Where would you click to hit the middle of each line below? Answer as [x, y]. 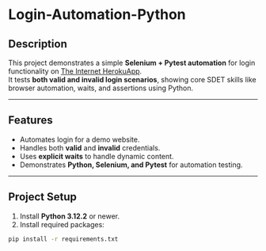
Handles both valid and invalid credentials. [90, 147]
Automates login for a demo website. [80, 139]
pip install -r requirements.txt [63, 239]
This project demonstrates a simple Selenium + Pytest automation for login [132, 63]
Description [38, 44]
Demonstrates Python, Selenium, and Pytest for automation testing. [131, 165]
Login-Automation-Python [97, 15]
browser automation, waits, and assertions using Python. [101, 88]
